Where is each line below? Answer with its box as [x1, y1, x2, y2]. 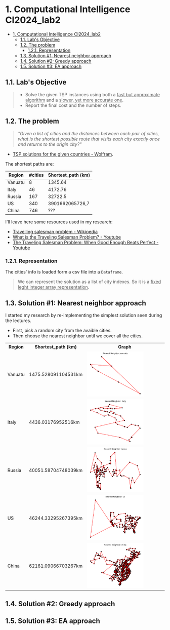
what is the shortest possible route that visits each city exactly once [17, 136, 160, 142]
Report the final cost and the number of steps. [25, 102, 121, 108]
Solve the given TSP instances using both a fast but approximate [25, 91, 160, 97]
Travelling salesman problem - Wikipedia [12, 228, 98, 234]
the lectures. [5, 318, 31, 324]
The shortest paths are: [5, 161, 54, 167]
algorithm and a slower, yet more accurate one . [25, 97, 124, 103]
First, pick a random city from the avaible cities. [12, 327, 112, 333]
